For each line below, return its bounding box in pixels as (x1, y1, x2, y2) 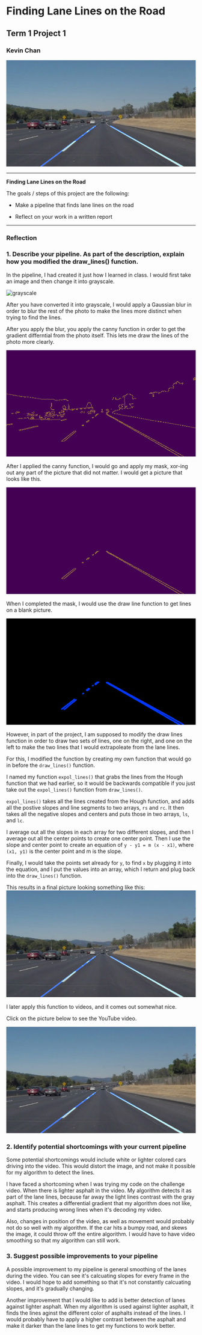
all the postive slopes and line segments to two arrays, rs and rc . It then (6, 804, 185, 811)
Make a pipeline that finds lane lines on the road (14, 201, 134, 209)
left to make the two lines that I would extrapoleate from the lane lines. (6, 744, 180, 751)
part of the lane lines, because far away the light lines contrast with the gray (6, 1193, 195, 1200)
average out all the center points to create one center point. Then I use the (6, 835, 191, 842)
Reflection (6, 234, 37, 242)
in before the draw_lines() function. (6, 762, 95, 769)
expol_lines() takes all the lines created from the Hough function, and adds (6, 798, 194, 805)
